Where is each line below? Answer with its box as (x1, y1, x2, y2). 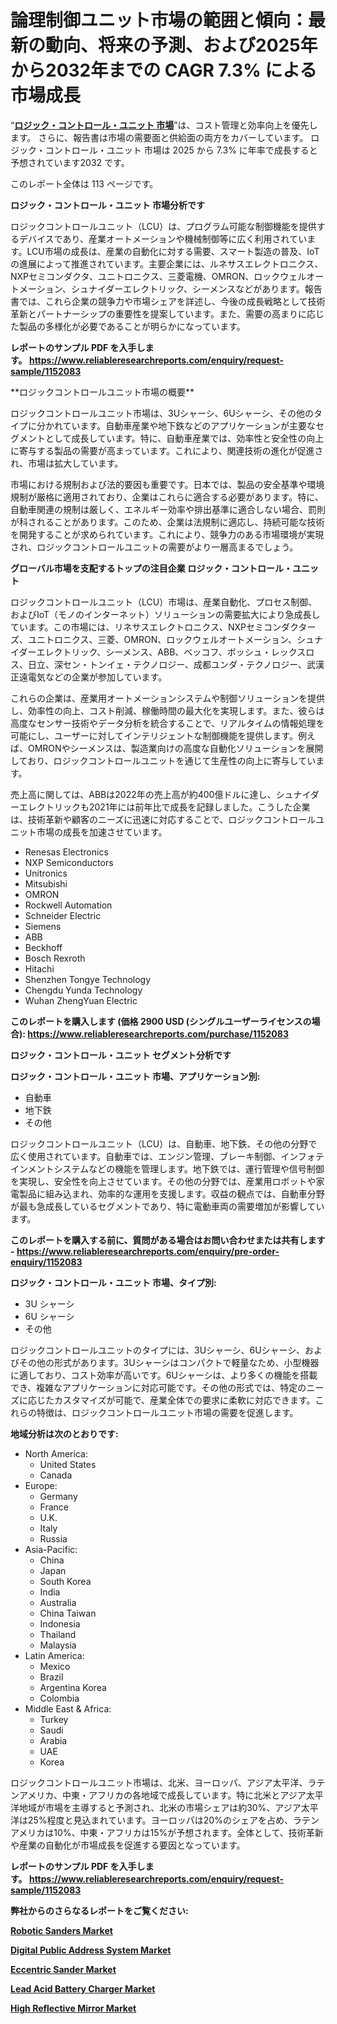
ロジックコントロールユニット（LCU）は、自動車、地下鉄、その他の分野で (10, 1137, 318, 1150)
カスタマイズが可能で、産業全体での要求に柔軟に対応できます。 (53, 1394, 316, 1406)
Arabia (39, 1734, 68, 1746)
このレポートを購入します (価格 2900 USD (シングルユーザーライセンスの (10, 1015, 312, 1027)
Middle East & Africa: (24, 1702, 112, 1715)
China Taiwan (39, 1607, 97, 1619)
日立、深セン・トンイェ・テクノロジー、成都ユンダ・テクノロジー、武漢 (27, 658, 325, 670)
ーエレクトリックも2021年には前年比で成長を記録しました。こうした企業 (10, 801, 311, 813)
